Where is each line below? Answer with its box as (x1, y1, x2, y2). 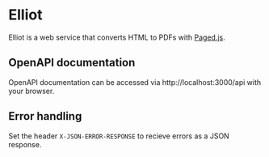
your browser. (8, 86, 55, 95)
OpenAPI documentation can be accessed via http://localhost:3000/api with (8, 77, 262, 87)
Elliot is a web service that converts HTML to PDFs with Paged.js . (8, 32, 225, 42)
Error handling (8, 109, 82, 123)
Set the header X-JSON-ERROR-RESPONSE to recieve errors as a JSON (8, 131, 230, 141)
